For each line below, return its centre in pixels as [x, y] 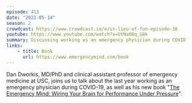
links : [15, 46]
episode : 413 [23, 12]
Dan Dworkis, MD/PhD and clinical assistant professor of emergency [92, 74]
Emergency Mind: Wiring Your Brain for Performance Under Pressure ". [94, 93]
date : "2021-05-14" [31, 18]
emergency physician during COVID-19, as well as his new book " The [93, 87]
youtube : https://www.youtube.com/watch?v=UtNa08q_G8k [77, 35]
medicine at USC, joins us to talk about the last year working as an [89, 81]
